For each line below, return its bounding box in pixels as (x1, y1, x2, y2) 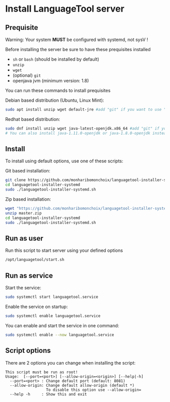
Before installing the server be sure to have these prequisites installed (5, 47, 151, 52)
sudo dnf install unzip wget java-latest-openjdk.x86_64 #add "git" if (5, 126, 159, 131)
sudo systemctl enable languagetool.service (5, 313, 101, 319)
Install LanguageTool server (5, 3, 125, 15)
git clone (5, 177, 26, 183)
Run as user (5, 234, 44, 243)
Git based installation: (5, 168, 51, 174)
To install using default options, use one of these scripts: (5, 158, 123, 164)
